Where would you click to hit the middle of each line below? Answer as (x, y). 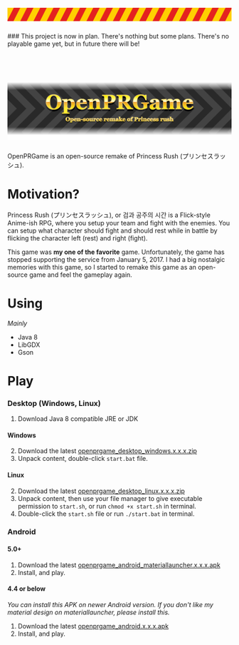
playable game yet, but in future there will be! (74, 44)
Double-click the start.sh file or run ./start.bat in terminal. (106, 514)
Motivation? (43, 194)
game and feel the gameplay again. (81, 275)
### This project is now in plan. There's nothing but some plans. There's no (118, 36)
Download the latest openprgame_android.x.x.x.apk (93, 626)
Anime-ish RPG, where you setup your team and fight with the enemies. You (119, 223)
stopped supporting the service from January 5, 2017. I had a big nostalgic (116, 259)
